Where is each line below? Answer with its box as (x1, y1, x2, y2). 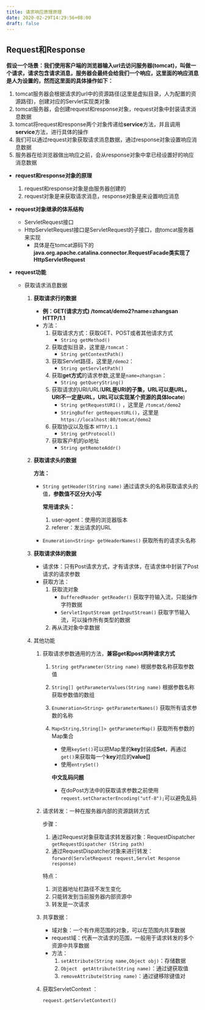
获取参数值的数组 (51, 691, 95, 699)
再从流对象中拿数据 (51, 624, 100, 632)
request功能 (15, 268, 47, 276)
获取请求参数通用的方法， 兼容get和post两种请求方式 (42, 650, 175, 657)
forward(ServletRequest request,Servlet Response (51, 855, 181, 862)
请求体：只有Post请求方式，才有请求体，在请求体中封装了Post (42, 563, 199, 570)
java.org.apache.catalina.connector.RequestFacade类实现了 (33, 249, 190, 257)
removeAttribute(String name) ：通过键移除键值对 (60, 973, 186, 980)
